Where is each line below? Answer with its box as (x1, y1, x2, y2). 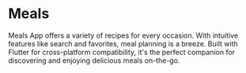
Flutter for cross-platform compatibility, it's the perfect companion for (8, 47, 236, 57)
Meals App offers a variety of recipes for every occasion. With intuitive (8, 31, 239, 40)
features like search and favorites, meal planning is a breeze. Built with (8, 38, 239, 48)
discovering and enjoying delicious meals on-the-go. (8, 56, 180, 65)
